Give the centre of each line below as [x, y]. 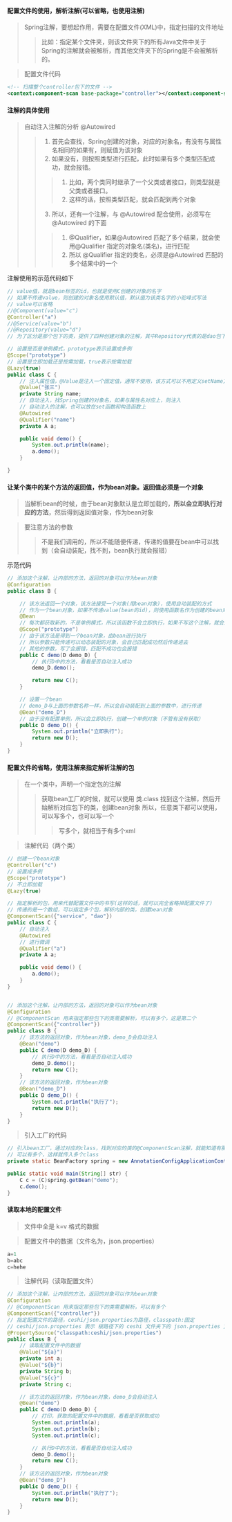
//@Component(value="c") [43, 311]
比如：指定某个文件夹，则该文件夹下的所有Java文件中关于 [124, 42]
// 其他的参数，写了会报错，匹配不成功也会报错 [78, 648]
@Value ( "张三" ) [40, 388]
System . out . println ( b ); [66, 1429]
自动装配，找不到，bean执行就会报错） [115, 550]
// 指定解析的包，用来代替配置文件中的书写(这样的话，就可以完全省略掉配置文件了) [110, 904]
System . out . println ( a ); [66, 1423]
